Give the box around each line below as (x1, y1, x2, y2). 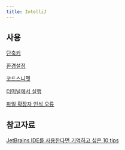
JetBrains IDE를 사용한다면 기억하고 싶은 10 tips (6, 137, 119, 144)
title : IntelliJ (6, 8, 47, 15)
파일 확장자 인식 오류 (6, 100, 54, 108)
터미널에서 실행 (6, 88, 42, 95)
